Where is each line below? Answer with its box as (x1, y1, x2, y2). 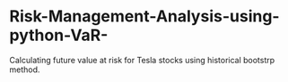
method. (9, 64, 40, 75)
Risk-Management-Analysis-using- (9, 6, 280, 27)
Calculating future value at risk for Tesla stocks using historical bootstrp (9, 54, 275, 65)
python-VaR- (9, 25, 109, 45)
